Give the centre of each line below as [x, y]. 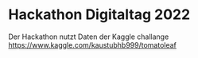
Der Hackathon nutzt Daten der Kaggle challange [89, 37]
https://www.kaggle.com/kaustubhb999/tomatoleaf [93, 44]
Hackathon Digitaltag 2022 [99, 15]
